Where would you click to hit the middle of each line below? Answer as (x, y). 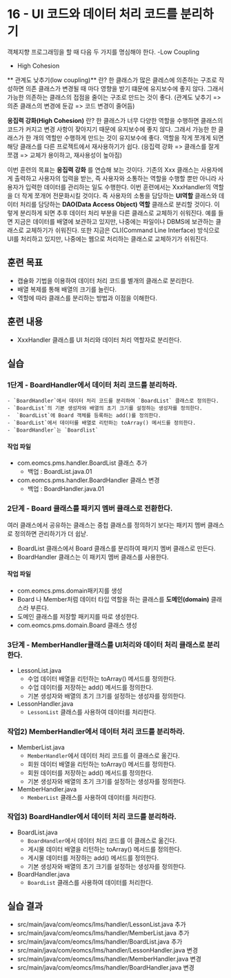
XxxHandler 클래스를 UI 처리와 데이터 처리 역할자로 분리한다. (99, 340)
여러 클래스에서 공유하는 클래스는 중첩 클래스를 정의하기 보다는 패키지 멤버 (107, 525)
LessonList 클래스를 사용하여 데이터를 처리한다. (92, 712)
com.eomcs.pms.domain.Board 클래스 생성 (77, 625)
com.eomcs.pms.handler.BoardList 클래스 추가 (82, 463)
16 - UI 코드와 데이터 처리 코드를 (92, 14)
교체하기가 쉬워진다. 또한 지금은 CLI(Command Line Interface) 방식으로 (122, 230)
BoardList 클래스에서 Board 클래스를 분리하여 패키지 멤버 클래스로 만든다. (116, 548)
